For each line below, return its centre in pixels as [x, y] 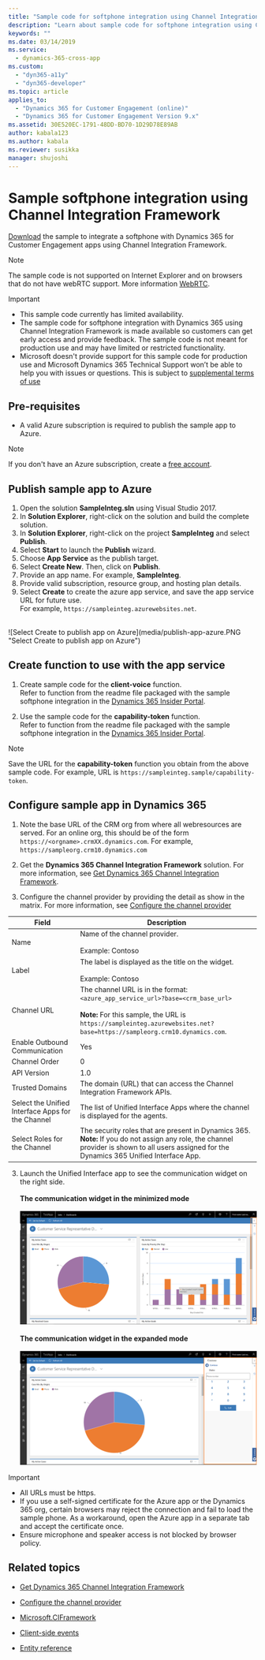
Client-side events [49, 1632]
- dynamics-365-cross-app [58, 58]
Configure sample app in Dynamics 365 [107, 806]
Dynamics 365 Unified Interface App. [140, 1156]
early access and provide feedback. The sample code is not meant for [134, 340]
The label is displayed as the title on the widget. [157, 961]
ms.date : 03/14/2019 [42, 42]
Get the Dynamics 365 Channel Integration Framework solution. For [132, 864]
